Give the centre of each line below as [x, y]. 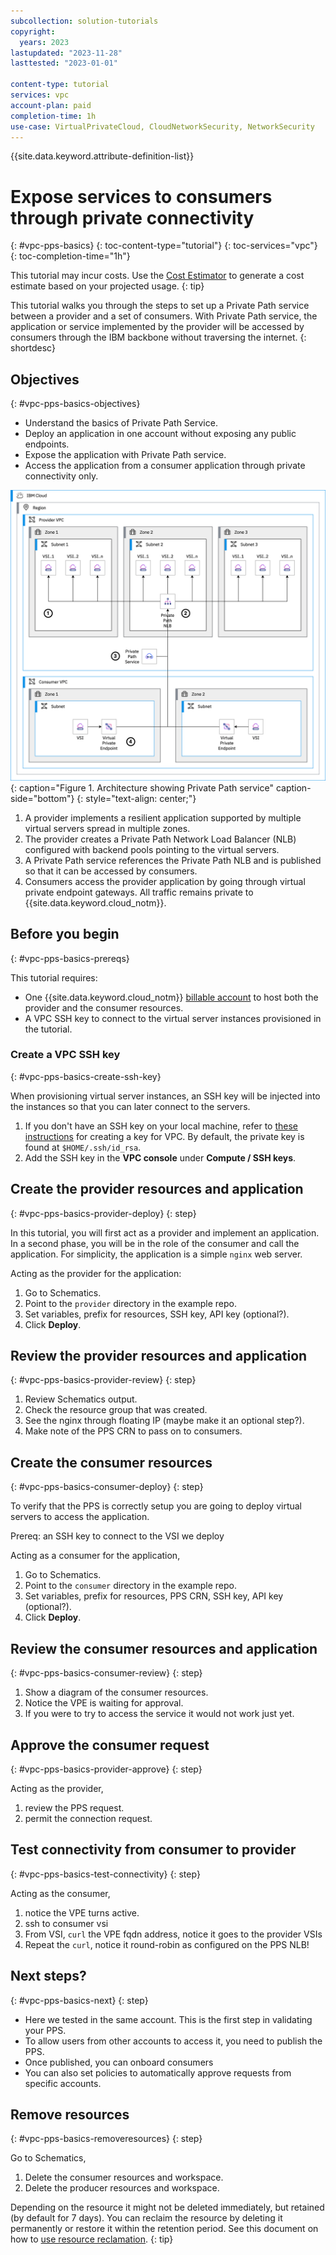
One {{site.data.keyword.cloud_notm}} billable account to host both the [171, 997]
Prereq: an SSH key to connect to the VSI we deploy [117, 1536]
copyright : [33, 31]
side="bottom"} [42, 798]
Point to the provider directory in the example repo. [130, 1303]
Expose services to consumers [141, 196]
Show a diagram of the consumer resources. [116, 1692]
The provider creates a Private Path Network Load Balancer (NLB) [160, 839]
